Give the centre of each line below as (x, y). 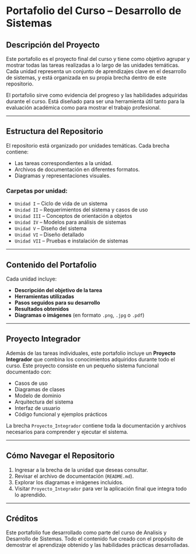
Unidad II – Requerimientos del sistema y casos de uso (81, 210)
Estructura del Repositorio (55, 131)
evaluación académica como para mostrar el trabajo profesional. (84, 107)
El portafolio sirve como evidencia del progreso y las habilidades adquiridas (97, 95)
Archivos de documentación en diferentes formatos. (77, 169)
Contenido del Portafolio (52, 265)
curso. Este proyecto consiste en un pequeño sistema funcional (83, 365)
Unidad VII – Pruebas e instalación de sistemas (71, 241)
